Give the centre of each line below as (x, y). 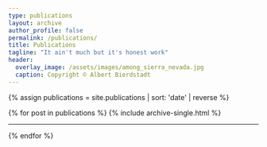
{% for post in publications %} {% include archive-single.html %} (115, 113)
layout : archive (35, 23)
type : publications (41, 15)
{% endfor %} (31, 135)
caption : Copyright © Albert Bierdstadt (83, 75)
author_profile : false (46, 30)
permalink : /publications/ (53, 38)
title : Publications (43, 45)
